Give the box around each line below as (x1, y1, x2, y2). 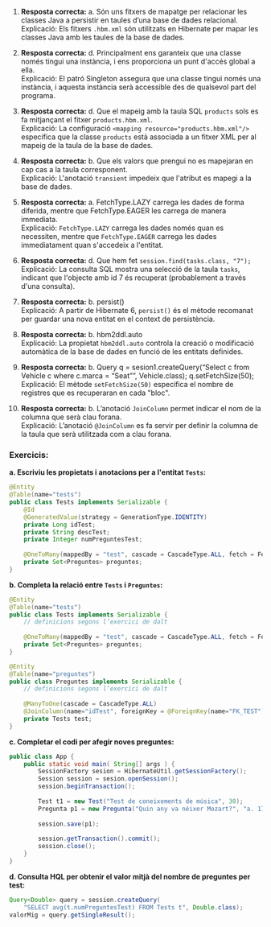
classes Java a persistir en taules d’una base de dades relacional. (20, 15, 238, 25)
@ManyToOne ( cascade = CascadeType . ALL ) (23, 700, 158, 708)
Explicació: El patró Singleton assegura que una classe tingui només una (20, 74, 261, 83)
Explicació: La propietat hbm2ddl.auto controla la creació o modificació (20, 338, 254, 348)
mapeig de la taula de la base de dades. (20, 141, 154, 150)
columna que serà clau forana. (20, 412, 122, 422)
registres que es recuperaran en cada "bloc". (20, 388, 170, 398)
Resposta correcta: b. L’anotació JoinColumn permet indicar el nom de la (20, 404, 261, 413)
